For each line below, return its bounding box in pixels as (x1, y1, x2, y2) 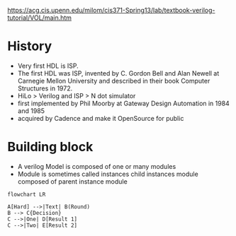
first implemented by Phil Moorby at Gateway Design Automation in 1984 (17, 99, 230, 107)
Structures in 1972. (17, 84, 73, 93)
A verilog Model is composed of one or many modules (17, 162, 176, 170)
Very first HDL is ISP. (17, 61, 79, 70)
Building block (7, 139, 94, 155)
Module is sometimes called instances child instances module (17, 170, 198, 178)
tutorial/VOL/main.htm (7, 13, 72, 22)
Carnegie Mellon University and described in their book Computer (17, 76, 210, 85)
